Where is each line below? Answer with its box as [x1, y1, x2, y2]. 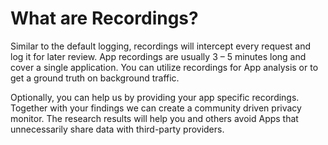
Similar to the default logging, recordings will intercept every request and [10, 40, 312, 52]
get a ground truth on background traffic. [10, 72, 180, 84]
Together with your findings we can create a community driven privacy [10, 102, 302, 114]
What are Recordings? [10, 7, 199, 30]
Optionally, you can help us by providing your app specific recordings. [10, 91, 300, 103]
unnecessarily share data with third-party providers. [10, 123, 225, 135]
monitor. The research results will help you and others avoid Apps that [10, 112, 299, 124]
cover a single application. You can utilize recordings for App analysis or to [10, 61, 319, 73]
